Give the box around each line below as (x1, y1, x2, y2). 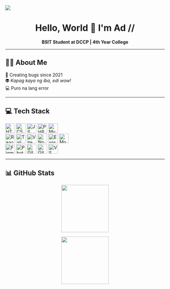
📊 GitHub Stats (5, 169, 55, 177)
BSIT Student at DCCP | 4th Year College (41, 39, 129, 45)
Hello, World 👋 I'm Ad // (35, 22, 135, 34)
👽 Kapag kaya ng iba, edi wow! (5, 77, 71, 83)
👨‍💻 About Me (5, 58, 48, 67)
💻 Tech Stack (5, 107, 50, 116)
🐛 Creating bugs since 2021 (5, 72, 63, 78)
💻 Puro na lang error (5, 85, 49, 91)
